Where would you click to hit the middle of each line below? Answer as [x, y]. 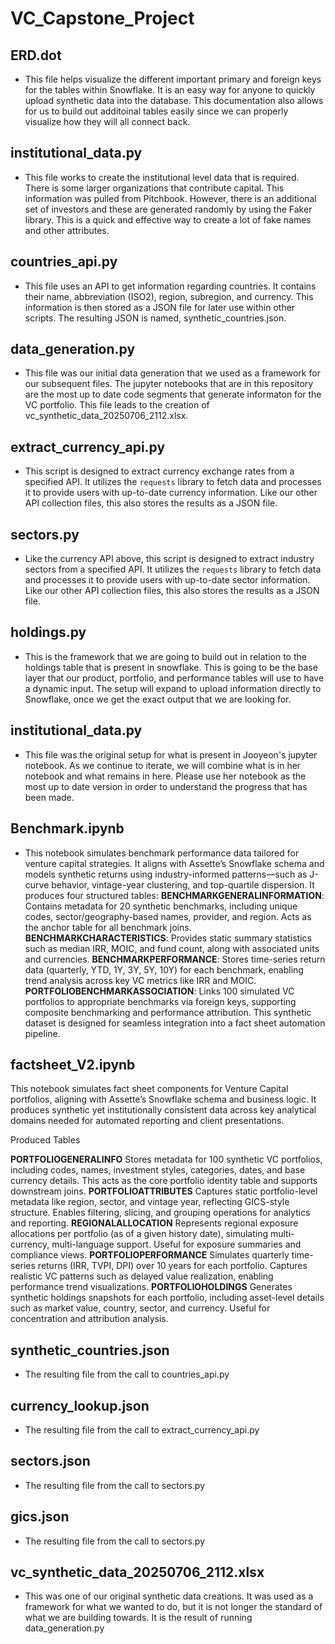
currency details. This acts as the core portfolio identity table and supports [164, 1181]
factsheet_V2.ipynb [73, 1064]
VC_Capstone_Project [102, 18]
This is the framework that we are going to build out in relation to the [165, 656]
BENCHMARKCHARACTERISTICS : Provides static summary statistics [168, 938]
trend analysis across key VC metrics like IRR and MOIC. [140, 980]
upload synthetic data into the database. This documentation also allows [174, 100]
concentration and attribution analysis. [89, 1319]
